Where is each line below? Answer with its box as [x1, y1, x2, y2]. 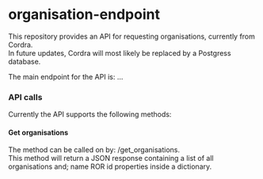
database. [8, 57, 41, 66]
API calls [8, 91, 43, 103]
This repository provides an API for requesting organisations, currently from [8, 32, 256, 41]
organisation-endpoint [8, 6, 161, 24]
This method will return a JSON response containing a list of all [8, 154, 214, 163]
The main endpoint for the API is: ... [8, 72, 124, 81]
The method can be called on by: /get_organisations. [8, 145, 181, 155]
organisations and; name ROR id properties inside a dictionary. [8, 162, 212, 171]
